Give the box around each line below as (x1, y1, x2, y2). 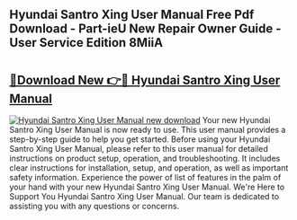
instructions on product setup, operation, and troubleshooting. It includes (9, 153, 281, 163)
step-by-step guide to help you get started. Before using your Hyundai (9, 134, 271, 145)
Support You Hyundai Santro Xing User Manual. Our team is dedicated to (9, 191, 280, 201)
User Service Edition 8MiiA (9, 35, 164, 50)
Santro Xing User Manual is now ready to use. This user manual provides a (9, 125, 286, 135)
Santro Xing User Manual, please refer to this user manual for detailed (9, 144, 268, 154)
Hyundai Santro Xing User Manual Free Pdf (9, 7, 255, 22)
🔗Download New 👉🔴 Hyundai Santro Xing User (9, 72, 281, 88)
